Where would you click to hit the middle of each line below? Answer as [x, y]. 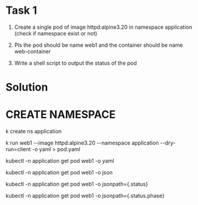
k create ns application [34, 131]
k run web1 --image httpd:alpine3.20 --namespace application [82, 143]
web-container [33, 51]
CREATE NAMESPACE [61, 115]
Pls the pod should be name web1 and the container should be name [98, 45]
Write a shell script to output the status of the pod [75, 63]
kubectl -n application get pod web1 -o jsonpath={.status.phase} [85, 196]
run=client [18, 149]
